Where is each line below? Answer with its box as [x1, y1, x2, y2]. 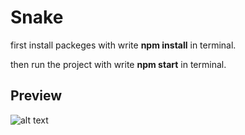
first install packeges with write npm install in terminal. [10, 39, 237, 51]
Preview [10, 87, 63, 105]
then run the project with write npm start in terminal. [10, 58, 227, 70]
